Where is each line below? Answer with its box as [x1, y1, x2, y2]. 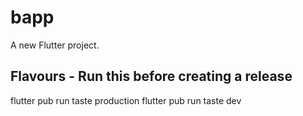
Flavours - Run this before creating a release [10, 68, 293, 85]
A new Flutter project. [10, 39, 100, 51]
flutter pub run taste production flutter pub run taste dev [10, 94, 242, 106]
